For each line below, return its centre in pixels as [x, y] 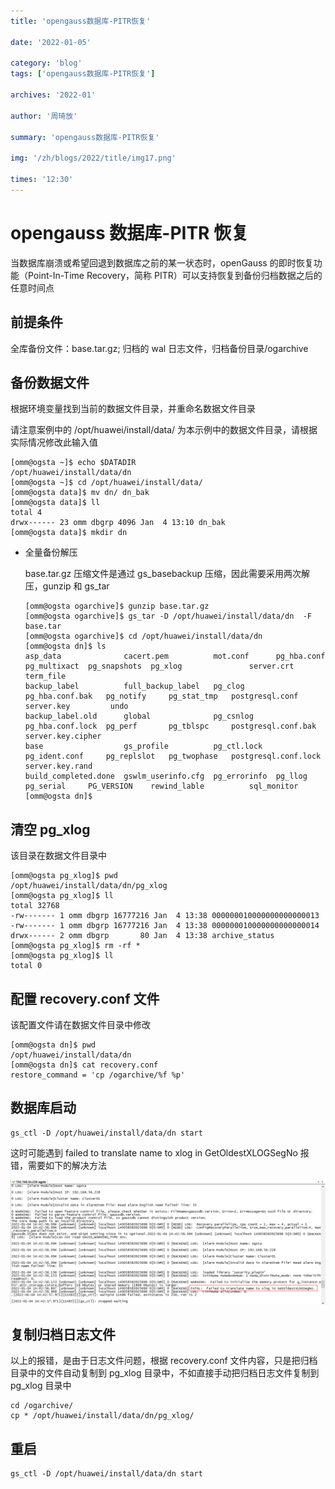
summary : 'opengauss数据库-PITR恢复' [85, 137]
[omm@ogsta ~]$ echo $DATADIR [73, 463]
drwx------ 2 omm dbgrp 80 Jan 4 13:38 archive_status [142, 936]
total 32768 [35, 906]
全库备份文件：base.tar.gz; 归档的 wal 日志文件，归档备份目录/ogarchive [159, 348]
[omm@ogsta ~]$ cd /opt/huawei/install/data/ [106, 483]
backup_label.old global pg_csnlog [139, 716]
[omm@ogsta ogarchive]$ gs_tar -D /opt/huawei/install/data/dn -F [168, 616]
